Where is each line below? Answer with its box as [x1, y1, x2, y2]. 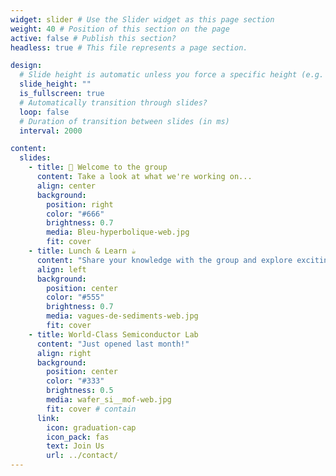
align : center [36, 181, 97, 191]
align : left [36, 264, 87, 275]
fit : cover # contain [46, 404, 137, 414]
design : [10, 61, 43, 71]
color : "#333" [46, 376, 105, 386]
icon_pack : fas [46, 432, 110, 442]
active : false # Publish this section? [10, 33, 177, 43]
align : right [36, 348, 92, 358]
